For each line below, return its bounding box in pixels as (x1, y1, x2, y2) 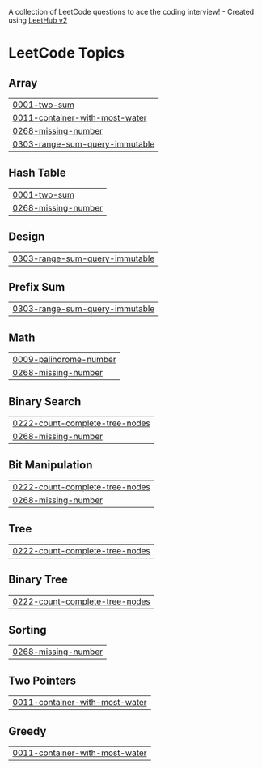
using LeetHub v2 (8, 15, 68, 25)
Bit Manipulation (8, 458, 93, 472)
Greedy (8, 724, 47, 738)
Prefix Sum (8, 280, 65, 294)
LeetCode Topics (8, 44, 125, 62)
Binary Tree (8, 573, 69, 587)
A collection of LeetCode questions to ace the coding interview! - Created (8, 7, 255, 16)
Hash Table (8, 166, 66, 180)
